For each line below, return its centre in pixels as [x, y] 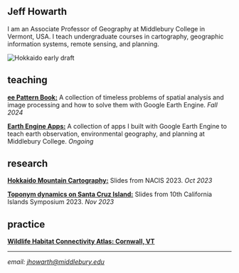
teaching [27, 80]
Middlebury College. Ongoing [51, 141]
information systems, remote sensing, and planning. [84, 44]
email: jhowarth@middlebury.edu [56, 262]
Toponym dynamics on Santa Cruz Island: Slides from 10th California [110, 194]
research [28, 164]
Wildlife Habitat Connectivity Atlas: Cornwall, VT [81, 242]
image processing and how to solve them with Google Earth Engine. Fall [113, 105]
